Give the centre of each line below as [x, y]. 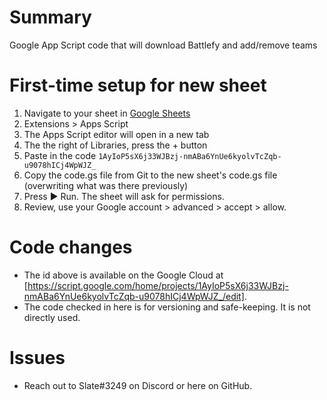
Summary [50, 17]
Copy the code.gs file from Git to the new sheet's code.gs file [150, 175]
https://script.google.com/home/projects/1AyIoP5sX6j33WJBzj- [158, 285]
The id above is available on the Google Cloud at [123, 275]
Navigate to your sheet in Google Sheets [107, 113]
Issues [37, 358]
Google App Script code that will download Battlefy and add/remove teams [163, 45]
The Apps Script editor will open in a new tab [116, 134]
